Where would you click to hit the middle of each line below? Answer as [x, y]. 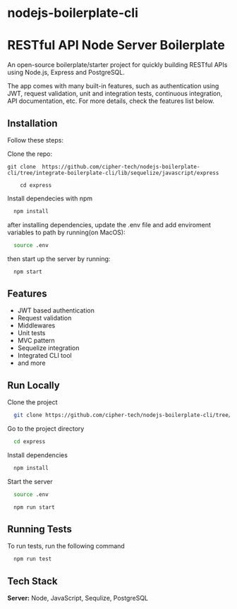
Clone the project [32, 402]
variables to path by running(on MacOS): [66, 232]
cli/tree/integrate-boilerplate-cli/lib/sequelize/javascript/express [113, 173]
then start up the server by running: [59, 258]
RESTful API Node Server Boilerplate [116, 46]
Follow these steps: [35, 140]
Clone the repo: [30, 154]
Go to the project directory [46, 429]
